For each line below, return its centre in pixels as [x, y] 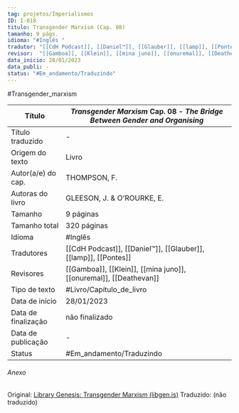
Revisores [27, 273]
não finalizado [89, 317]
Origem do [29, 152]
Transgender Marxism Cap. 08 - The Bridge [147, 111]
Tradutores [29, 253]
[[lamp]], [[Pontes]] [99, 257]
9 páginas [83, 214]
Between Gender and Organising [147, 120]
